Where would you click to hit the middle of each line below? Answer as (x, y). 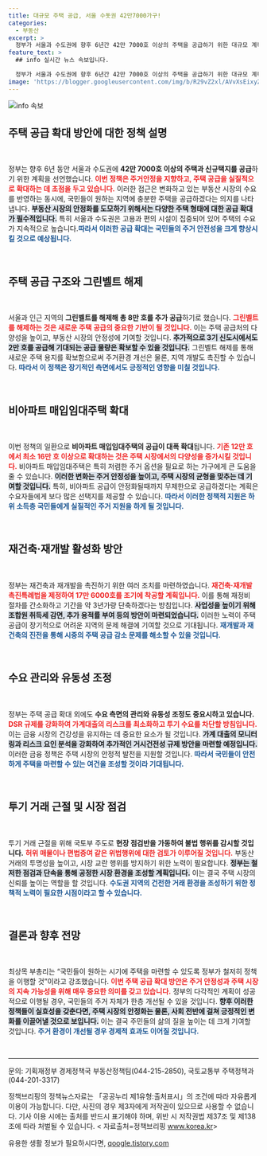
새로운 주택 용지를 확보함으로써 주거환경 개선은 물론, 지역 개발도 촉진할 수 (122, 357)
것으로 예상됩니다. (44, 239)
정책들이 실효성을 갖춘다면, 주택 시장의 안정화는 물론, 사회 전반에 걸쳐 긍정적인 (128, 1011)
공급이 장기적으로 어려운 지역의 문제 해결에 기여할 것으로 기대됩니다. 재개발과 (127, 625)
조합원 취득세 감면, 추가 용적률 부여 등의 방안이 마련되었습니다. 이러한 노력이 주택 (132, 615)
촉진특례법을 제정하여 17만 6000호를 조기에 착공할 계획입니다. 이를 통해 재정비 (130, 595)
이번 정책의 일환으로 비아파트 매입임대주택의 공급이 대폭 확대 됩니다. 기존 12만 (127, 447)
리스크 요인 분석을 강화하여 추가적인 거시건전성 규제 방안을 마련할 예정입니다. (140, 744)
